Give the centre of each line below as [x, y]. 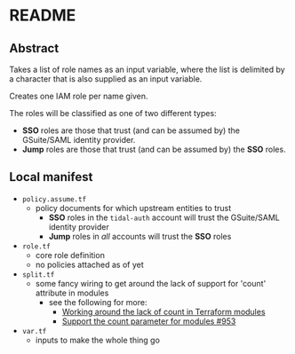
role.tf [36, 246]
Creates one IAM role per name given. [79, 96]
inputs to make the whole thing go [97, 340]
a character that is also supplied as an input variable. [106, 79]
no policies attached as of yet [89, 264]
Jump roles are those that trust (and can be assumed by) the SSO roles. [154, 149]
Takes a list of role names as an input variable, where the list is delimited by [147, 69]
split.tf [38, 275]
